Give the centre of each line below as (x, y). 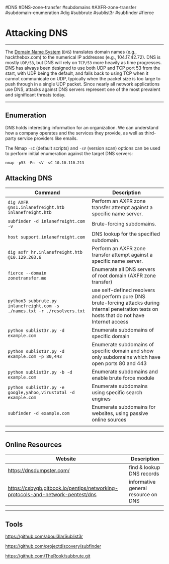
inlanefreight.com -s (33, 306)
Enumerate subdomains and (125, 371)
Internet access (110, 321)
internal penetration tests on (125, 309)
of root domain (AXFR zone (124, 275)
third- (150, 133)
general (138, 488)
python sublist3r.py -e (36, 387)
